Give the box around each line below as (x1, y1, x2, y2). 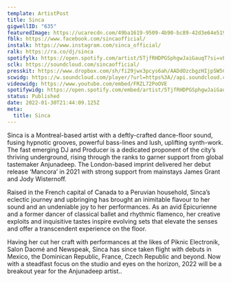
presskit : (7, 67, 36, 74)
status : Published (7, 93, 60, 100)
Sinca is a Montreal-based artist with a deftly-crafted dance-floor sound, (7, 131, 213, 139)
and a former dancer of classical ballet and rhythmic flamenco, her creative (7, 210, 221, 218)
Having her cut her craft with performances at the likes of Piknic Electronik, (7, 237, 220, 246)
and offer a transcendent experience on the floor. (7, 224, 146, 233)
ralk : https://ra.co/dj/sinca (7, 49, 94, 56)
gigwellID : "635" (7, 23, 57, 30)
